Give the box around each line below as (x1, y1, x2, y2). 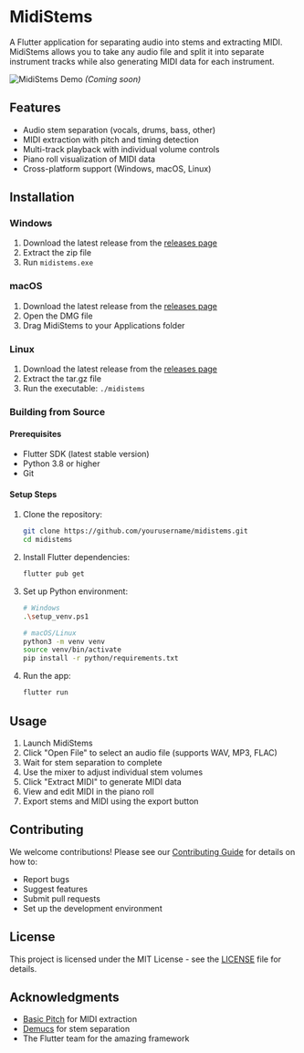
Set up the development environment (22, 902, 162, 913)
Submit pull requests (22, 892, 100, 904)
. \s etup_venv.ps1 (22, 611, 89, 621)
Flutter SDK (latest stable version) (22, 449, 150, 460)
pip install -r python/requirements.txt (22, 654, 179, 663)
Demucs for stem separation (22, 1024, 131, 1035)
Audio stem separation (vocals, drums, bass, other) (22, 124, 216, 135)
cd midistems (22, 536, 73, 545)
